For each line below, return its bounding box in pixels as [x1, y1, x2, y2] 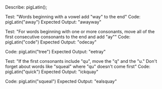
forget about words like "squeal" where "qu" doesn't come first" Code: [5, 64, 151, 69]
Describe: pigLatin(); [5, 4, 47, 10]
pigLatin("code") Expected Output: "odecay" [5, 39, 97, 45]
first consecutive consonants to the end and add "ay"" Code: [5, 34, 131, 40]
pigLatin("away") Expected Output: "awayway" [5, 19, 102, 25]
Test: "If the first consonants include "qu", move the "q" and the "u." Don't [5, 58, 157, 64]
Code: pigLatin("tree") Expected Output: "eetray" [5, 49, 106, 54]
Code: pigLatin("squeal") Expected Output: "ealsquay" [5, 79, 117, 84]
